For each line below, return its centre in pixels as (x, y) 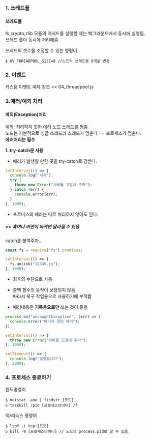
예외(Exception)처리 (26, 114)
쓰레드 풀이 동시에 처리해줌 (32, 40)
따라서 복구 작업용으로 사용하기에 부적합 (52, 297)
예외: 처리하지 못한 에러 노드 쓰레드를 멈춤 (47, 127)
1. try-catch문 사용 (24, 150)
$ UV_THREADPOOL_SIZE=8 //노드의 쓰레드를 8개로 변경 (57, 61)
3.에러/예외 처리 (24, 101)
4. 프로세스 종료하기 (28, 377)
